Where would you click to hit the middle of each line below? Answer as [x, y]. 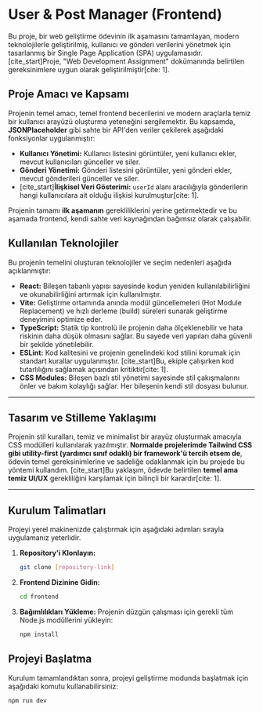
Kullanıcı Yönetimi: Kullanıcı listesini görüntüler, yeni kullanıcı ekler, [128, 153]
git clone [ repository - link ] [67, 568]
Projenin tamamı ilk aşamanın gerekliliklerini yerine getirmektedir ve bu [122, 210]
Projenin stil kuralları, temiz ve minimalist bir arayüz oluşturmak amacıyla [125, 436]
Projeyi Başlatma [50, 659]
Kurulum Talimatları [57, 511]
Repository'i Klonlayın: [58, 553]
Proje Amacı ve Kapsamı [68, 95]
